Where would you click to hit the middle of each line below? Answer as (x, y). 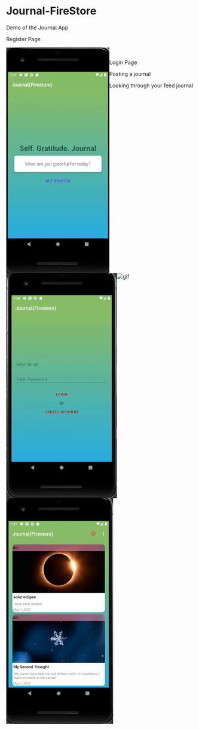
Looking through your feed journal (151, 85)
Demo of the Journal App (37, 28)
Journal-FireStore (51, 11)
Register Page (23, 39)
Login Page (123, 62)
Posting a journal (130, 74)
